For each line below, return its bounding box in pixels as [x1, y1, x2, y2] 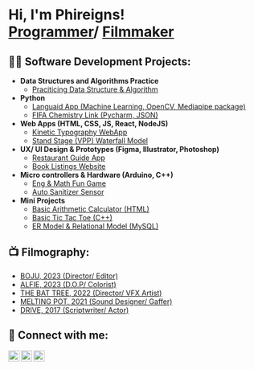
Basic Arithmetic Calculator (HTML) [31, 204, 150, 214]
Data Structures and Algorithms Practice [19, 76, 159, 85]
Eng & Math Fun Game [31, 179, 107, 188]
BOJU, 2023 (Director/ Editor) [19, 271, 119, 281]
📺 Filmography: [8, 245, 90, 259]
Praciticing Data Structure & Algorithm [31, 84, 158, 94]
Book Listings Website [31, 162, 106, 171]
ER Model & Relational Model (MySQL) [31, 221, 159, 231]
